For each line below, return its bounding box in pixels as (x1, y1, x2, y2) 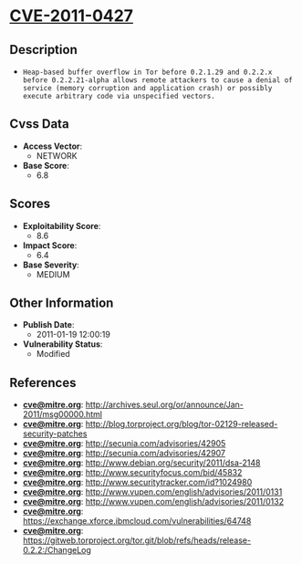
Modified (36, 349, 70, 360)
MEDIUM (36, 268, 70, 279)
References (9, 375, 77, 391)
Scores (9, 196, 51, 212)
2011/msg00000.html (22, 409, 103, 420)
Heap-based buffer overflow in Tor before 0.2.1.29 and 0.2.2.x (22, 68, 273, 77)
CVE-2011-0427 (9, 5, 134, 26)
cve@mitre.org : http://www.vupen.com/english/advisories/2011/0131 (22, 486, 283, 497)
